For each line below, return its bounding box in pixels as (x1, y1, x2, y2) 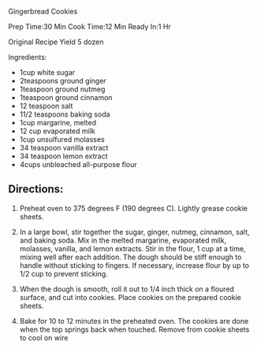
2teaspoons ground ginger (19, 76, 106, 85)
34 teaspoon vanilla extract (19, 143, 109, 152)
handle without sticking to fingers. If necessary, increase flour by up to (19, 260, 250, 270)
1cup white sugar (19, 68, 76, 77)
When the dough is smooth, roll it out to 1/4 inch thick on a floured (19, 284, 235, 294)
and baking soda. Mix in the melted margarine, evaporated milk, (19, 236, 227, 245)
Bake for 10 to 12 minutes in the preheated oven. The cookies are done (19, 316, 249, 325)
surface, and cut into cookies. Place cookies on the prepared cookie (19, 292, 242, 302)
